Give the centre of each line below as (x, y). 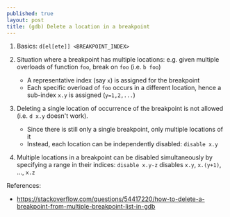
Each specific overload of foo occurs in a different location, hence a (124, 88)
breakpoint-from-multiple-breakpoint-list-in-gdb (86, 207)
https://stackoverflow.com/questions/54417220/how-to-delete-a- (111, 199)
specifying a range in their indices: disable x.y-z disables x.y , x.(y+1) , (119, 165)
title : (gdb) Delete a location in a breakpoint (78, 26)
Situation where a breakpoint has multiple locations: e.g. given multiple (118, 60)
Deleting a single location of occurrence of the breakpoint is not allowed (120, 109)
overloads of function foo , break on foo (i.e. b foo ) (89, 67)
